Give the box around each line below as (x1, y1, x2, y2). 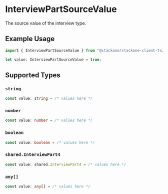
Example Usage (5, 35, 55, 43)
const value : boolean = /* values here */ (5, 140, 95, 145)
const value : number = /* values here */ (5, 118, 93, 123)
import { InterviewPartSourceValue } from (5, 48, 95, 53)
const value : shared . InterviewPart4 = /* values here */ (5, 162, 126, 167)
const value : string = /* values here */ (5, 96, 93, 101)
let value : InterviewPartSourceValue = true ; (5, 57, 101, 62)
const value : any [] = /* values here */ (5, 184, 91, 189)
